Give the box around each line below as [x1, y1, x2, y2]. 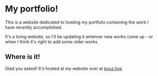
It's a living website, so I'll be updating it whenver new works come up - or [5, 34, 153, 39]
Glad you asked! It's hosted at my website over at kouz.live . [5, 65, 123, 71]
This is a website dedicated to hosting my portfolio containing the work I [5, 19, 149, 25]
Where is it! [5, 53, 40, 61]
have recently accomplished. [5, 24, 63, 30]
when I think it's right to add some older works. [5, 38, 99, 44]
